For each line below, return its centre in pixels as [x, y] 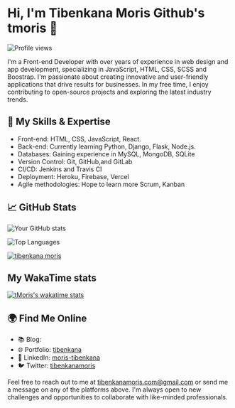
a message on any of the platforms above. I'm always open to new [104, 390]
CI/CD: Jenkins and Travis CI [60, 169]
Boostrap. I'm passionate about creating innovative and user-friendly [108, 77]
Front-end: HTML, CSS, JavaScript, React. [80, 139]
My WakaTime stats [52, 278]
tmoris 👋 [33, 28]
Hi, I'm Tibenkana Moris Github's [106, 13]
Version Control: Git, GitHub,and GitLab [75, 161]
